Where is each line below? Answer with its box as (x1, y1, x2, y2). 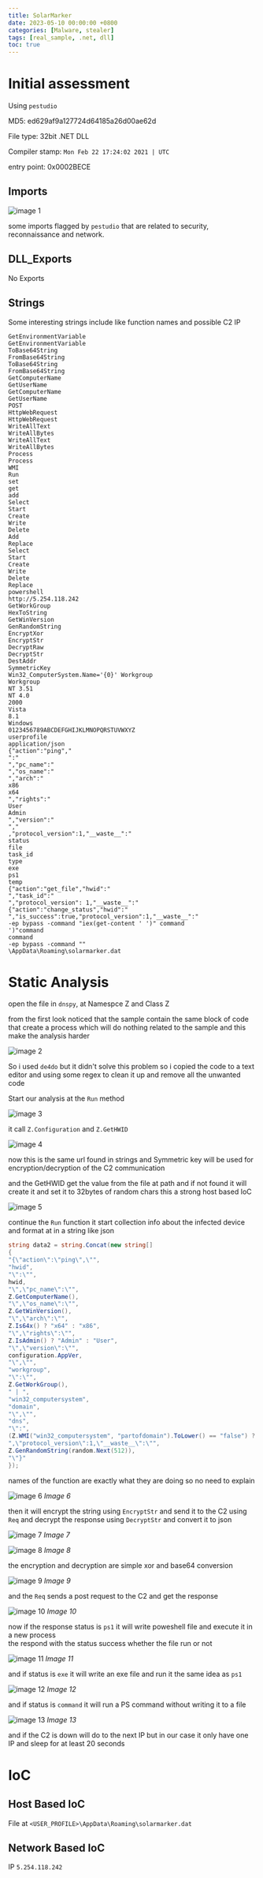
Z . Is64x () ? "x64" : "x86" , (8, 1322, 101, 1330)
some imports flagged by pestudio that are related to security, (8, 221, 209, 230)
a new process (8, 1630, 57, 1640)
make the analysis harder (8, 1031, 91, 1041)
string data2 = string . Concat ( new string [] (8, 1241, 154, 1249)
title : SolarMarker (8, 11, 72, 20)
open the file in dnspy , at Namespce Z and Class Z (8, 999, 170, 1008)
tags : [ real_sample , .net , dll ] (8, 33, 114, 42)
